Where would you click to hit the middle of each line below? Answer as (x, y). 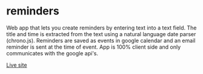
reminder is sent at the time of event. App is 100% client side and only (94, 47)
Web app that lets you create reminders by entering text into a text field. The (101, 28)
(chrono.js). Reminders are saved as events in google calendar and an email (101, 40)
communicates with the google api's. (52, 53)
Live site (17, 65)
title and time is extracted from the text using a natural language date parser (101, 34)
